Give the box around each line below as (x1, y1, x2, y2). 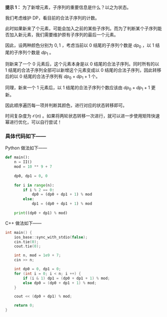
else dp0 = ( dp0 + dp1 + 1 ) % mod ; (23, 280, 97, 285)
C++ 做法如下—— (5, 220, 42, 226)
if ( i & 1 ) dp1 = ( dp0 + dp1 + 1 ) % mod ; (23, 276, 110, 281)
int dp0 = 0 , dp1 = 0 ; (14, 267, 61, 272)
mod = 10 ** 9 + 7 (14, 164, 52, 169)
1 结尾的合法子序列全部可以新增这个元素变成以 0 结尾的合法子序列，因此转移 (5, 67, 162, 73)
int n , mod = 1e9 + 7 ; (14, 253, 61, 258)
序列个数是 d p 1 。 (18, 49, 54, 56)
